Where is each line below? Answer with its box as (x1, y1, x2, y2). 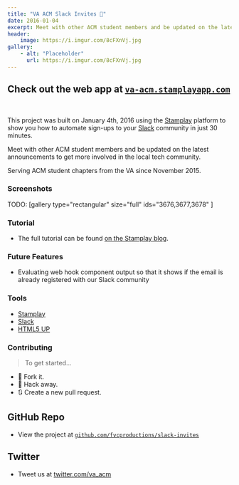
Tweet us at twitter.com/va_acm (17, 469, 112, 478)
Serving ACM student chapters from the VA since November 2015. (7, 166, 201, 174)
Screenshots (7, 184, 53, 194)
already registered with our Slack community (17, 276, 149, 284)
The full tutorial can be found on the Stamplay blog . (17, 234, 169, 243)
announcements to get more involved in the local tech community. (7, 152, 201, 161)
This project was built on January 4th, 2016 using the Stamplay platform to (7, 115, 226, 125)
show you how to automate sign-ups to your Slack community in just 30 (7, 123, 218, 132)
